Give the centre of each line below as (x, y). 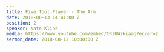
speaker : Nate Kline (32, 28)
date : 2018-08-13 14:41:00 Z (43, 17)
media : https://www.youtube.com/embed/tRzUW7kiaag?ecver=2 (82, 34)
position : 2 (21, 23)
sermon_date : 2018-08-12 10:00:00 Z (52, 39)
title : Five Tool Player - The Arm (51, 12)
